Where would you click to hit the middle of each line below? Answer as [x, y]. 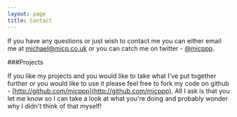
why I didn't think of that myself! [54, 106]
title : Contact [30, 21]
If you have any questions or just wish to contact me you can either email [115, 40]
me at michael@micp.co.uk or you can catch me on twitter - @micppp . [111, 48]
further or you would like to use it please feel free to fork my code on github [118, 83]
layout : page [27, 14]
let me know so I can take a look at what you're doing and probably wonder [118, 98]
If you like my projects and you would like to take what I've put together [112, 76]
